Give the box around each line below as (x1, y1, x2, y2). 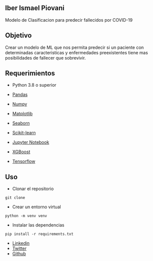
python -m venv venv (5, 214, 48, 219)
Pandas (12, 92, 28, 98)
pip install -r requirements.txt (5, 231, 74, 237)
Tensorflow (12, 159, 35, 164)
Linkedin (12, 240, 30, 246)
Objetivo (5, 32, 32, 40)
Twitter (12, 246, 27, 252)
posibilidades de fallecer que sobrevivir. (5, 55, 86, 61)
